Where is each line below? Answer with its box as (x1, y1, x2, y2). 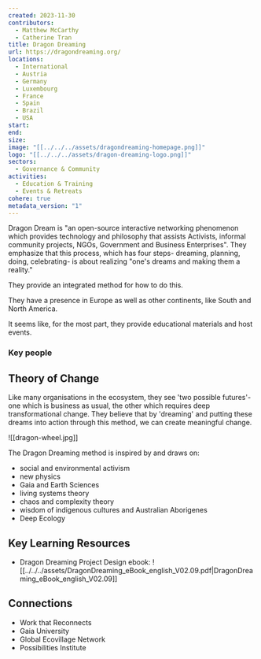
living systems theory (19, 489, 90, 498)
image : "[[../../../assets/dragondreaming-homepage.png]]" (8, 143, 206, 151)
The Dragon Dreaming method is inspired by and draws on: (8, 448, 200, 457)
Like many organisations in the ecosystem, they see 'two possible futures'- (8, 393, 252, 402)
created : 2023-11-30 (8, 11, 76, 20)
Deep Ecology (19, 513, 65, 524)
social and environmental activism (19, 464, 130, 473)
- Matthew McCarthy (15, 26, 79, 34)
